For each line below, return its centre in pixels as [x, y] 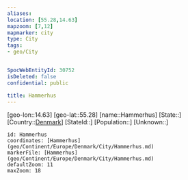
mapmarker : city [30, 33]
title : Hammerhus [32, 95]
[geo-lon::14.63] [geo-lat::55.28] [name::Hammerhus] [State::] [94, 115]
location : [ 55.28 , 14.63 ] [42, 20]
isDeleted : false [32, 76]
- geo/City [23, 52]
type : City [23, 39]
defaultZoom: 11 [30, 165]
